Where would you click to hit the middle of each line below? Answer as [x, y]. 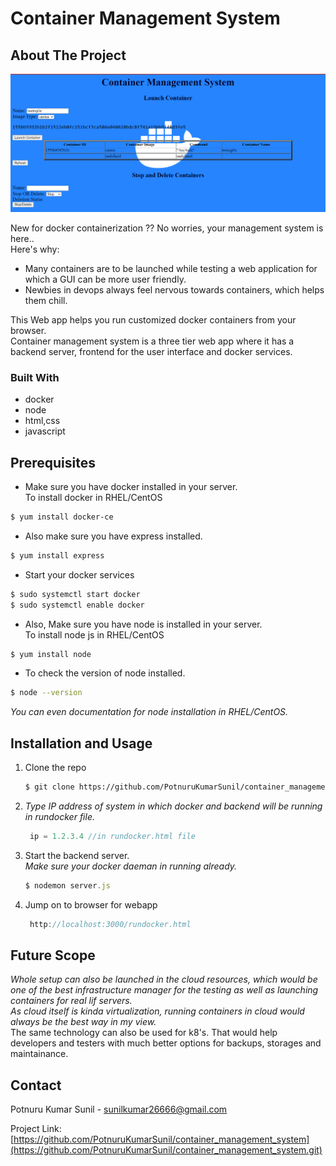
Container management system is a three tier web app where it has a [152, 341]
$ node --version [46, 693]
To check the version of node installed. [105, 673]
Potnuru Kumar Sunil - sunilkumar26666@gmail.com [119, 1109]
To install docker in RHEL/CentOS [93, 498]
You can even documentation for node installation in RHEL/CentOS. [149, 712]
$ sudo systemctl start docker [75, 594]
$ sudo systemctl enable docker [77, 605]
